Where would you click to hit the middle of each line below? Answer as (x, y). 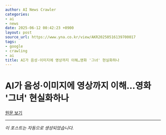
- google (14, 46)
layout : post (19, 33)
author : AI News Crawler (31, 10)
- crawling (16, 51)
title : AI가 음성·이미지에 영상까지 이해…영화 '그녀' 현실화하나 (62, 60)
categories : (17, 14)
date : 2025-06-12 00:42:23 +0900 (40, 28)
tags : (11, 42)
